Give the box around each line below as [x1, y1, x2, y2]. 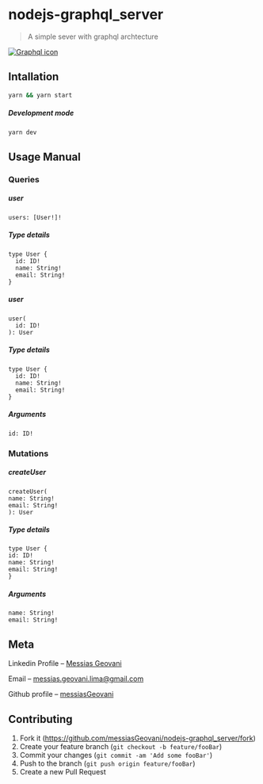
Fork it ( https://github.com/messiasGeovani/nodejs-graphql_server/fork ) [19, 733, 256, 743]
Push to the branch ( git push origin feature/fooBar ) [19, 759, 196, 768]
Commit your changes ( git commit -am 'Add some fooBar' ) [19, 751, 213, 760]
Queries [8, 174, 40, 185]
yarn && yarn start [8, 91, 73, 99]
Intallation [8, 70, 59, 84]
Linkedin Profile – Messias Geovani [8, 659, 122, 668]
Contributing [8, 712, 73, 726]
